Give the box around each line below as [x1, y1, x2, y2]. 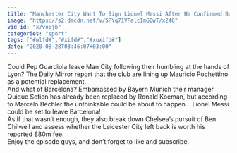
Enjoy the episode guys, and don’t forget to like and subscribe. [7, 137, 189, 145]
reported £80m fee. [7, 130, 65, 138]
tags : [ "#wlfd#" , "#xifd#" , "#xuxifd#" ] [7, 37, 121, 44]
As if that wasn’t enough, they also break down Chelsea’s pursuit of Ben [7, 115, 217, 123]
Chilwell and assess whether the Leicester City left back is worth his [7, 123, 206, 130]
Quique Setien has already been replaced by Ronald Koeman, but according [7, 92, 228, 101]
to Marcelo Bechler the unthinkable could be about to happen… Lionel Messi [7, 100, 229, 108]
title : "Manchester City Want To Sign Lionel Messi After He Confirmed [7, 10, 222, 18]
